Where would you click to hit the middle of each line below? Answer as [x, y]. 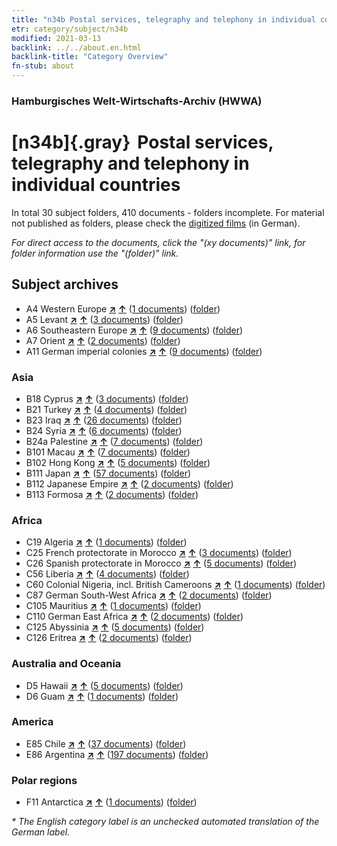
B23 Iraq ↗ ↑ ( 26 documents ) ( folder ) [104, 420]
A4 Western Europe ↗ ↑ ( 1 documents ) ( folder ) [123, 308]
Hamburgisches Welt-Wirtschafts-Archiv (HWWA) [137, 101]
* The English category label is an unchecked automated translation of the [165, 822]
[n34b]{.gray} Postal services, [142, 142]
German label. [41, 832]
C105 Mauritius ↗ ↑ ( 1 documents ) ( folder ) [113, 606]
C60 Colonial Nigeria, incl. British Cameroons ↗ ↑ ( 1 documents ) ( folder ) [175, 585]
